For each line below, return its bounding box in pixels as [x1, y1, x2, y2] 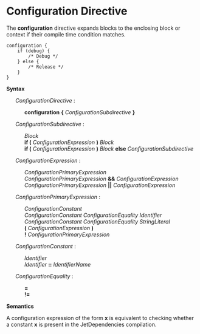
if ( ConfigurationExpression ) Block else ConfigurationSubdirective [24, 145, 194, 152]
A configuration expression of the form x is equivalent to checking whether [6, 314, 195, 321]
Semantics [6, 302, 35, 310]
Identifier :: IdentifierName [24, 261, 91, 268]
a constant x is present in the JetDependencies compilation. [6, 321, 157, 328]
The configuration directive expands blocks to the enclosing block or [6, 24, 181, 32]
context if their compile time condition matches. [6, 30, 126, 38]
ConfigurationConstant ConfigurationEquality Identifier [24, 211, 162, 219]
